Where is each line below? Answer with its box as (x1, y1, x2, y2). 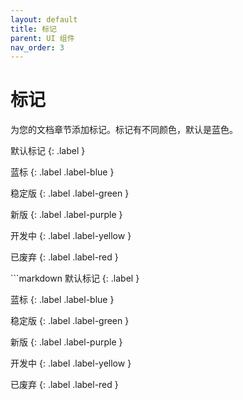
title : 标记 (10, 24, 57, 34)
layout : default (10, 14, 78, 25)
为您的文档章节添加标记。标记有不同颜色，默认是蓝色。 (10, 124, 238, 136)
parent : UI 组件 (10, 33, 75, 43)
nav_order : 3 (10, 42, 65, 53)
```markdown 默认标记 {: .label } (10, 272, 140, 285)
